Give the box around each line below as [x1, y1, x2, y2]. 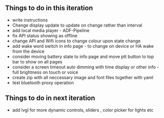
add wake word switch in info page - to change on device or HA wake [12, 43, 154, 49]
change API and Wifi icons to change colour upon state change [12, 38, 141, 44]
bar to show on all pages [12, 59, 63, 64]
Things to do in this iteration [5, 4, 93, 12]
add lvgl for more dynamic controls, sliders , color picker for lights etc [12, 107, 154, 113]
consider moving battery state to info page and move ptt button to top [12, 54, 154, 59]
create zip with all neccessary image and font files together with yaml [12, 74, 154, 80]
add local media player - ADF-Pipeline [12, 27, 90, 33]
